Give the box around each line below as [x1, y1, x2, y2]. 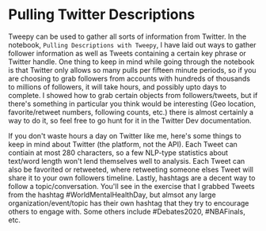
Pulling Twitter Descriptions [8, 6, 196, 24]
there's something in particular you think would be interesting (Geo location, [8, 99, 256, 108]
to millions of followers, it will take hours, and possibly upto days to [8, 81, 227, 92]
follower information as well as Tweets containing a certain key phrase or [8, 48, 247, 58]
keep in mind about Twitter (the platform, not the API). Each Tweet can [8, 139, 237, 149]
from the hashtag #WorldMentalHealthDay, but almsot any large [8, 190, 216, 199]
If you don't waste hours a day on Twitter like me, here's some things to [8, 131, 241, 140]
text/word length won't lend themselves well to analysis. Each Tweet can [8, 156, 245, 165]
